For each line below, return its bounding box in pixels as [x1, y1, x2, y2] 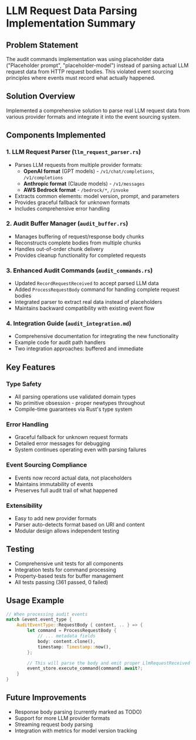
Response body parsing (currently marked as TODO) [14, 708, 142, 715]
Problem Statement [6, 40, 79, 50]
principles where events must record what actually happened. [6, 75, 156, 81]
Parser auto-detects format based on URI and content [14, 521, 145, 528]
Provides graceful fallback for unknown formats [14, 199, 130, 206]
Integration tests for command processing [14, 566, 116, 573]
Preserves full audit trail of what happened [14, 487, 118, 494]
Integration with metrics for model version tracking [14, 727, 137, 734]
